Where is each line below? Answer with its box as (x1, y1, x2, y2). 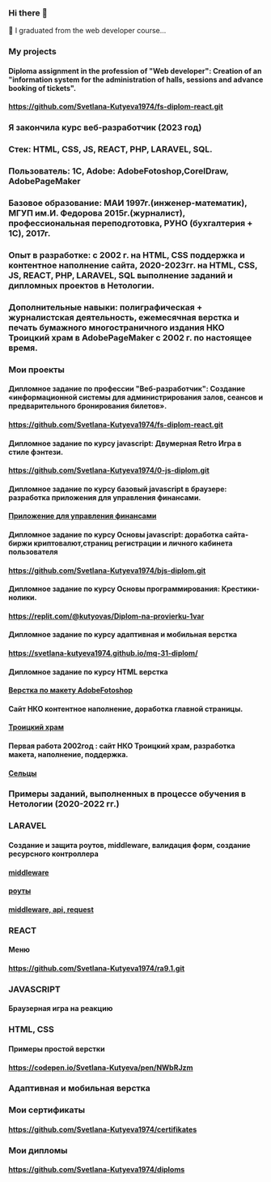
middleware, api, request (8, 904, 95, 914)
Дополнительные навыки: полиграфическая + (8, 302, 203, 313)
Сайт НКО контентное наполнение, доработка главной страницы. (8, 704, 243, 713)
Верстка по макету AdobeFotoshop (8, 685, 133, 696)
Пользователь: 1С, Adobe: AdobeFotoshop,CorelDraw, (8, 165, 229, 177)
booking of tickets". (8, 83, 77, 92)
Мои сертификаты (8, 1104, 86, 1116)
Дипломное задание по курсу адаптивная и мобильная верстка (8, 630, 237, 640)
